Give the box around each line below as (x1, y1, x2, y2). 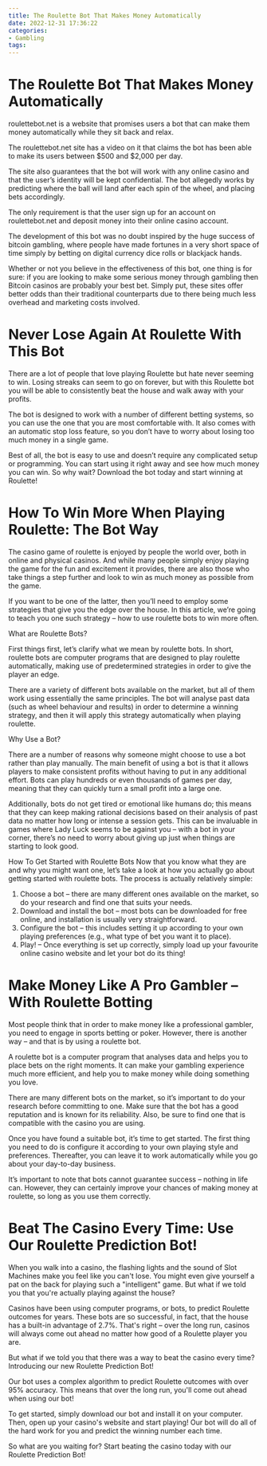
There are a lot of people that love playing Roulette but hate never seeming (8, 369, 254, 378)
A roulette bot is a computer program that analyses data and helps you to (8, 1052, 249, 1061)
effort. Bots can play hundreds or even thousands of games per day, (8, 774, 233, 785)
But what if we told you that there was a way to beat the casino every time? (8, 1352, 255, 1362)
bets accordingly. (8, 192, 65, 202)
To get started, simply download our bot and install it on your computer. (8, 1409, 243, 1418)
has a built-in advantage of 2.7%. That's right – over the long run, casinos (8, 1320, 250, 1330)
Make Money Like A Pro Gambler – (8, 977, 238, 994)
